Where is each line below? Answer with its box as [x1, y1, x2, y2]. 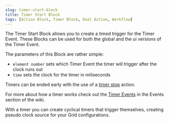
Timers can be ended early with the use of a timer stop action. [5, 81, 136, 88]
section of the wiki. [5, 97, 45, 103]
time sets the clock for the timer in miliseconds [12, 72, 111, 78]
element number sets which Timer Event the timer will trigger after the [12, 61, 157, 67]
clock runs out [12, 66, 43, 72]
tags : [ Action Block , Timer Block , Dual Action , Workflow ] [5, 17, 133, 22]
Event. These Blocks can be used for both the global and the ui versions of [5, 36, 161, 42]
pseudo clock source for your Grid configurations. [5, 112, 110, 118]
